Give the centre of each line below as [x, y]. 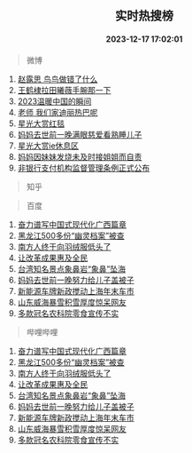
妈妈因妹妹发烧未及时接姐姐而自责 [80, 156]
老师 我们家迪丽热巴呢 [58, 112]
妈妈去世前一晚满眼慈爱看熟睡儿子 [80, 134]
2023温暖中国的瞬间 [54, 101]
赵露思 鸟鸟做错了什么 [58, 79]
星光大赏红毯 [41, 123]
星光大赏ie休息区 [48, 146]
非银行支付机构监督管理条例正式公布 [84, 168]
